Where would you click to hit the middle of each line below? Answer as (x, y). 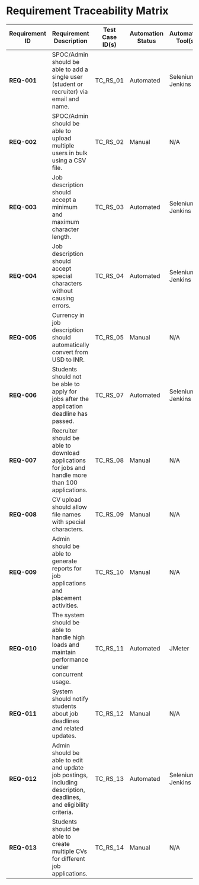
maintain (64, 652)
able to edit (68, 760)
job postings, (70, 775)
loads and (66, 644)
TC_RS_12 (110, 713)
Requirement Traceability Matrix (87, 11)
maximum (65, 222)
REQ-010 (23, 648)
